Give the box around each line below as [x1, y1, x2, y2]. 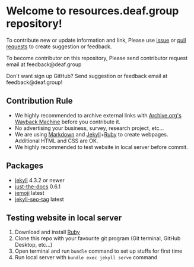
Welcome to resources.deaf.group [6, 4, 179, 18]
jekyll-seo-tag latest [14, 195, 64, 203]
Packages [6, 161, 43, 171]
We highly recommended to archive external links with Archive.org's [14, 111, 182, 119]
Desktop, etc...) [14, 241, 53, 249]
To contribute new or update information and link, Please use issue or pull [6, 36, 186, 44]
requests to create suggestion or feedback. [6, 43, 112, 50]
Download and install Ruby [14, 228, 80, 236]
